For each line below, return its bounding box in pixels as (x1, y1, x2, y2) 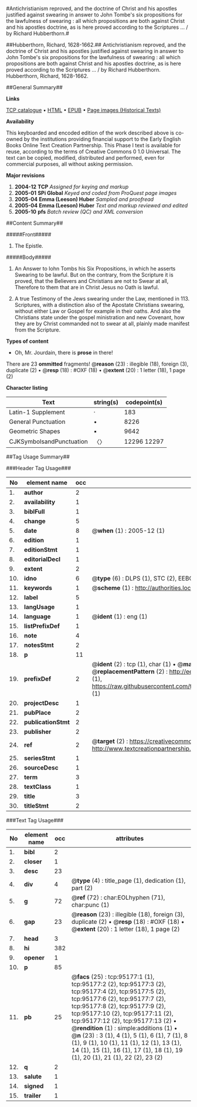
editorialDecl (24, 555, 60, 563)
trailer (24, 1092, 42, 1099)
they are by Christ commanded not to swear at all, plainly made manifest (14, 320, 190, 327)
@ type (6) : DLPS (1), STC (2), (91, 575, 177, 582)
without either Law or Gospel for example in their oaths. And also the (14, 308, 181, 315)
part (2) (71, 884, 93, 892)
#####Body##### (6, 254, 52, 261)
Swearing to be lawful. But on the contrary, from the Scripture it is (14, 271, 174, 278)
